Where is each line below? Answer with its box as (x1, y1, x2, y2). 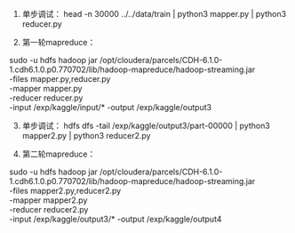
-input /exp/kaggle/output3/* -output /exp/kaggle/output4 (9, 213, 222, 224)
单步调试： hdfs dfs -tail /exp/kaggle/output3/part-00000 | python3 (21, 120, 271, 131)
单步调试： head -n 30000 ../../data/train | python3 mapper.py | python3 (21, 9, 287, 19)
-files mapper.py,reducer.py (9, 74, 111, 84)
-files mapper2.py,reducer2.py (9, 186, 122, 196)
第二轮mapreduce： (21, 149, 96, 159)
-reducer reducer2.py (9, 205, 89, 214)
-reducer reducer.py (9, 92, 84, 103)
